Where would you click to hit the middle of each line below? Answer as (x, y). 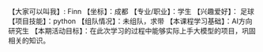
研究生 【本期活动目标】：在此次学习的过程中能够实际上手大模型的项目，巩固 (132, 31)
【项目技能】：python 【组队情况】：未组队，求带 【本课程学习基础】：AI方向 (130, 21)
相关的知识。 (29, 40)
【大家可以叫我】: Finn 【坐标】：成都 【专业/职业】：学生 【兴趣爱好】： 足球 (131, 11)
